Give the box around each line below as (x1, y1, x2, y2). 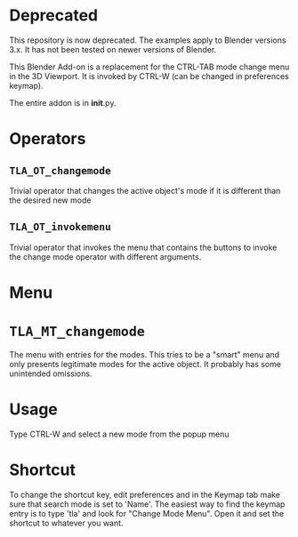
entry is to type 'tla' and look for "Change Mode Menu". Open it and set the (9, 508, 285, 518)
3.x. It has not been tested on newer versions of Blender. (9, 44, 217, 54)
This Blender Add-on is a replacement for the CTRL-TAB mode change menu (9, 61, 290, 72)
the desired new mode (9, 195, 92, 205)
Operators (9, 129, 86, 149)
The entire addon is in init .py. (9, 97, 117, 108)
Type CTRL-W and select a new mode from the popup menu (9, 429, 230, 439)
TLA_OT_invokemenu (9, 220, 111, 234)
